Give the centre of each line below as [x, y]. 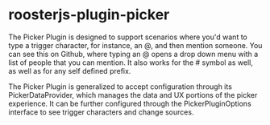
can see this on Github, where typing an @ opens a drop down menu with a [133, 54]
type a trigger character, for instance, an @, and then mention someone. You [135, 45]
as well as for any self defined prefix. [70, 71]
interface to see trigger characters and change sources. [101, 112]
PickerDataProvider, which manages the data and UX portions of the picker [133, 95]
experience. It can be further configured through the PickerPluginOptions [130, 103]
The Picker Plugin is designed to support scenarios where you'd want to [128, 37]
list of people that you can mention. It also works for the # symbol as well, [131, 62]
